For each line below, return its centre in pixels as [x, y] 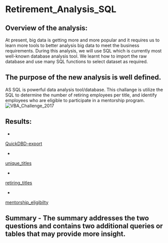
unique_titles [18, 163]
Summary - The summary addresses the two [77, 218]
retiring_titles [19, 182]
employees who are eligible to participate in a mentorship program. [75, 100]
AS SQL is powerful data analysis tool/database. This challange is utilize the [84, 89]
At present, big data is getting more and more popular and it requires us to [82, 40]
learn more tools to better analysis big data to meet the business [72, 45]
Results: [18, 121]
